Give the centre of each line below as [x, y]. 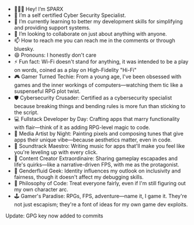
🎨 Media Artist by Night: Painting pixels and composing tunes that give [98, 134]
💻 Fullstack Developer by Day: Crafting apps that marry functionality [97, 119]
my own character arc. [41, 189]
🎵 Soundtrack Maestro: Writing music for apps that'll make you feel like [99, 146]
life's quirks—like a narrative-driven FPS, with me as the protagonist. [96, 165]
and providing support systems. [52, 27]
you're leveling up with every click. [56, 152]
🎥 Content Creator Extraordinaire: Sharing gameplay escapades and [96, 158]
